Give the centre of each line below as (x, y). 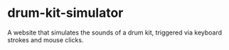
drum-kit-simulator (65, 13)
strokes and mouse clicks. (46, 39)
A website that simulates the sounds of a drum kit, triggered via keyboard (115, 32)
